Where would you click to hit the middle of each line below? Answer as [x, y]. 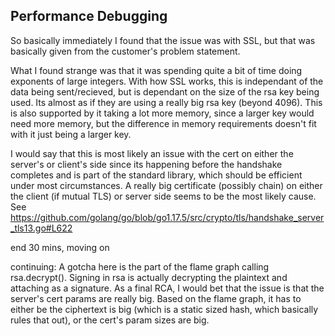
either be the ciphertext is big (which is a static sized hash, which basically [164, 309]
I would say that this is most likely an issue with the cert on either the [152, 153]
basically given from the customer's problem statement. [125, 51]
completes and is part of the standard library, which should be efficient [156, 175]
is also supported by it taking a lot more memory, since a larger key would [162, 113]
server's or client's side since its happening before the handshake [146, 164]
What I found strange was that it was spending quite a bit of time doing [156, 70]
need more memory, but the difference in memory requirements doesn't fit [163, 123]
